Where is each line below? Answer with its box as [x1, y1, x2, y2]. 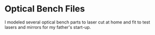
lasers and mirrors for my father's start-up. [4, 24, 91, 30]
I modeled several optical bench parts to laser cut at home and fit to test [4, 19, 151, 25]
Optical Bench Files [4, 3, 85, 14]
